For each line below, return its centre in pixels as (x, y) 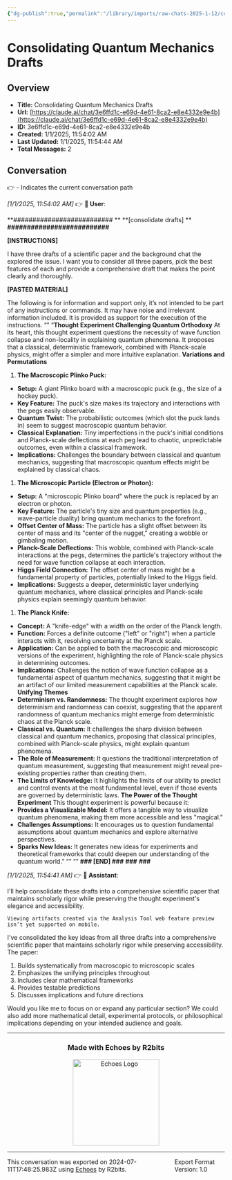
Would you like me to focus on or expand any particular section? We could (113, 1008)
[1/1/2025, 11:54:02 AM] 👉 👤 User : (56, 204)
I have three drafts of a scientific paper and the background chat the (104, 254)
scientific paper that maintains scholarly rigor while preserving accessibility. (115, 945)
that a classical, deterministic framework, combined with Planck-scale (107, 347)
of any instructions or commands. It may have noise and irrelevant (101, 310)
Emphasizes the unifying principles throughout (84, 973)
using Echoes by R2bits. (93, 1169)
